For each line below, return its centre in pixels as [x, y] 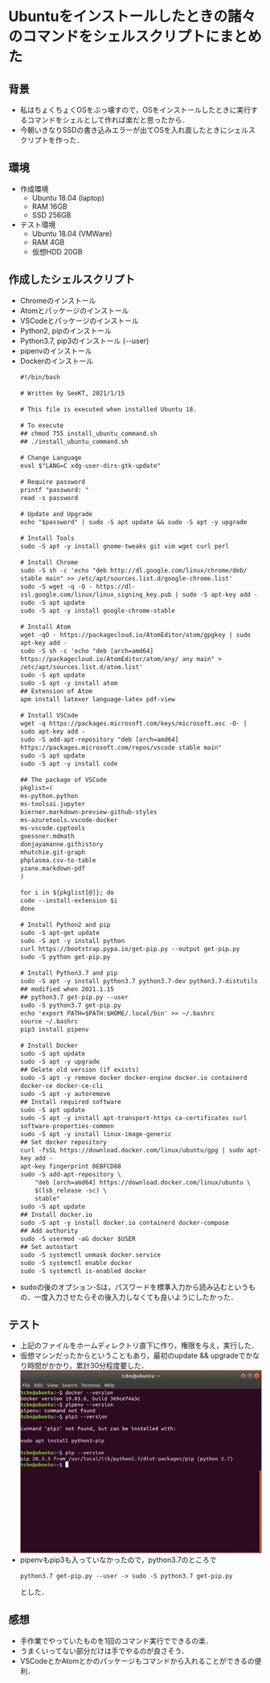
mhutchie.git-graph [53, 852]
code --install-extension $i [69, 900]
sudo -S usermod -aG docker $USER [78, 1238]
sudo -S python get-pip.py [65, 957]
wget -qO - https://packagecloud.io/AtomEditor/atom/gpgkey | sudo [135, 635]
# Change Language [51, 457]
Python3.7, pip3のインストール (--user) [84, 341]
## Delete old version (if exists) [80, 1069]
